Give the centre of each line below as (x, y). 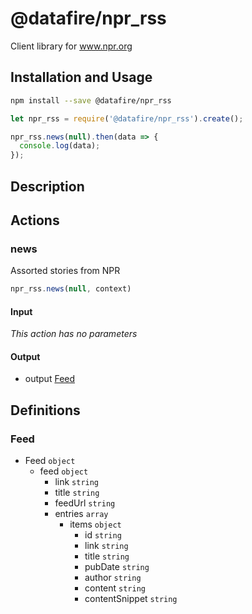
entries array (81, 514)
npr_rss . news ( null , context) (71, 289)
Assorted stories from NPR (65, 271)
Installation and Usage (81, 77)
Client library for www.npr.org (71, 46)
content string (115, 588)
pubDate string (117, 567)
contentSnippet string (131, 599)
